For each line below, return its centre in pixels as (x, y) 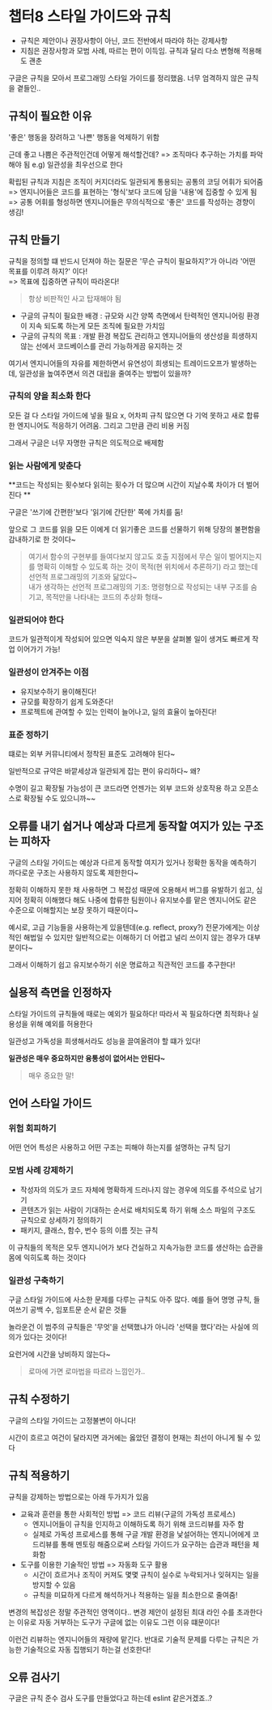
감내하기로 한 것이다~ (42, 540)
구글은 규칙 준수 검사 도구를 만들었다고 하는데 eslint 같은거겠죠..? (110, 1698)
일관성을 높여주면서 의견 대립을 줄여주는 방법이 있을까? (105, 373)
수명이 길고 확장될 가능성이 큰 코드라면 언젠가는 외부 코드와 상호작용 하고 (123, 788)
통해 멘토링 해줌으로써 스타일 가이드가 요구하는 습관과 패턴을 (155, 1544)
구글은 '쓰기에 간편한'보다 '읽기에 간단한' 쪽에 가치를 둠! (96, 512)
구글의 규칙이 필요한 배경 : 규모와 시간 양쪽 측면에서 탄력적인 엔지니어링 (132, 316)
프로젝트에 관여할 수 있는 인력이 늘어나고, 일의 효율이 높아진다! (118, 711)
